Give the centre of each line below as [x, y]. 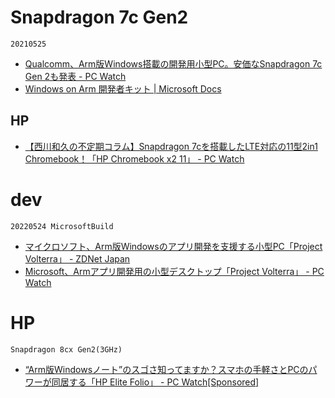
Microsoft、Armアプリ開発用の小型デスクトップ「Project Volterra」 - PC [174, 271]
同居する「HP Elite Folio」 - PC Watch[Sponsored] [155, 382]
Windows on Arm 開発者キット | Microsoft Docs [123, 88]
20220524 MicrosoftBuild [62, 226]
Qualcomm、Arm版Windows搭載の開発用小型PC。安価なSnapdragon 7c [173, 63]
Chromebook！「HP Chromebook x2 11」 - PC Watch [134, 158]
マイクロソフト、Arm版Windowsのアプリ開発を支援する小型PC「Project [173, 246]
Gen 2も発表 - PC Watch [75, 76]
